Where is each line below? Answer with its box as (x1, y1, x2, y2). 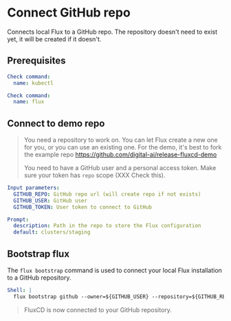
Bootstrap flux (7, 248, 70, 260)
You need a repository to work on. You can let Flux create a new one (23, 136, 218, 144)
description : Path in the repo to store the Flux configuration (13, 222, 201, 229)
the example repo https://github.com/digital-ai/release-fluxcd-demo (23, 150, 217, 159)
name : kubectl (13, 79, 54, 87)
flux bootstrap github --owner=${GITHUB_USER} (13, 293, 149, 300)
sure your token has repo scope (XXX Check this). (23, 171, 166, 180)
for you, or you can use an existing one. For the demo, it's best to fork (23, 143, 222, 152)
